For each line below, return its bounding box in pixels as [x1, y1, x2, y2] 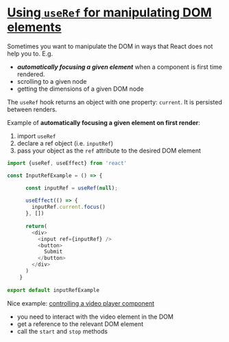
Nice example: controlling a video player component [7, 299, 155, 307]
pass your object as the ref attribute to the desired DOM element [16, 146, 201, 155]
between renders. [7, 105, 58, 113]
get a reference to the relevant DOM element [16, 319, 144, 328]
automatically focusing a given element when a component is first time [16, 62, 223, 71]
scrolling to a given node [16, 77, 87, 85]
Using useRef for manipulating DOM [7, 5, 213, 21]
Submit [43, 249, 63, 255]
